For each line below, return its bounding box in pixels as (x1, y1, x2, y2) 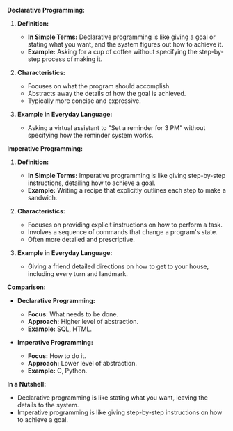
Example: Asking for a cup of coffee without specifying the (27, 48, 198, 56)
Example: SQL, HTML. (27, 325, 93, 333)
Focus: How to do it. (27, 352, 87, 360)
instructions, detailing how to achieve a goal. (27, 179, 156, 187)
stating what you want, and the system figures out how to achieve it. (27, 40, 224, 48)
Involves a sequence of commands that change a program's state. (27, 228, 218, 236)
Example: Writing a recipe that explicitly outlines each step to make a (27, 186, 226, 194)
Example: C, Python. (27, 366, 88, 375)
